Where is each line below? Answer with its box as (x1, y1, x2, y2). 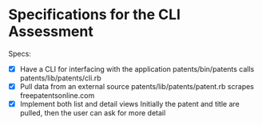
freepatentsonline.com (19, 91, 95, 100)
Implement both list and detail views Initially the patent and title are (19, 100, 240, 109)
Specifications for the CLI (8, 6, 181, 24)
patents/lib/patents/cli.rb (19, 73, 101, 83)
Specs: (8, 49, 32, 58)
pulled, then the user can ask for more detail (19, 108, 166, 118)
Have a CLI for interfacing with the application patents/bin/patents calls (19, 64, 255, 73)
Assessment (8, 22, 93, 41)
